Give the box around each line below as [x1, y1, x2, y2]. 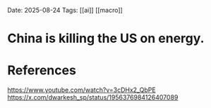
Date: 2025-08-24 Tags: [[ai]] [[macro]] [7, 6, 123, 14]
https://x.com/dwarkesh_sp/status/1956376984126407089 [7, 93, 179, 102]
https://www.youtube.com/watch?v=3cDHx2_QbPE [7, 86, 157, 94]
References [7, 62, 76, 79]
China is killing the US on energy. [7, 31, 205, 46]
